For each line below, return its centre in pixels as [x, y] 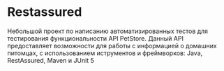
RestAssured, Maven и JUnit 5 [51, 60]
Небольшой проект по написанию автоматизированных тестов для [107, 31]
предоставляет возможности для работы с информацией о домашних [112, 45]
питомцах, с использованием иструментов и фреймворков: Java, [105, 53]
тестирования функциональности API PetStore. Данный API [95, 38]
